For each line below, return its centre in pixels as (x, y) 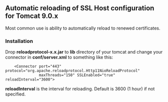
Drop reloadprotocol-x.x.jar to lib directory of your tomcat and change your (84, 52)
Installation (19, 41)
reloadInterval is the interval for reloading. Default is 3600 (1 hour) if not (80, 89)
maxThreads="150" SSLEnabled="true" (77, 75)
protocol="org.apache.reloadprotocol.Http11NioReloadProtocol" (73, 71)
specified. (16, 94)
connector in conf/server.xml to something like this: (59, 57)
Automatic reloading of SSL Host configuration (80, 8)
